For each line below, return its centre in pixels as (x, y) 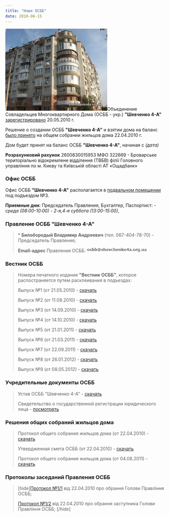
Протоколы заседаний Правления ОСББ (58, 477)
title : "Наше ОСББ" (26, 11)
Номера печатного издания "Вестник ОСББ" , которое (77, 275)
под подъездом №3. (27, 195)
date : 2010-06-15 (24, 16)
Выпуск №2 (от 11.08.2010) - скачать (57, 300)
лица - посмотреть (38, 409)
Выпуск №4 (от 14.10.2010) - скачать (57, 320)
